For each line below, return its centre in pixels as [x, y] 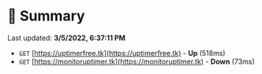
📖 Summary [46, 16]
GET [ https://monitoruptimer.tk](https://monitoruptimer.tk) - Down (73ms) [137, 61]
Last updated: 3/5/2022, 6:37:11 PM [66, 38]
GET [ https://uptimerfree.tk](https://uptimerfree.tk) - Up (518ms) [122, 53]
